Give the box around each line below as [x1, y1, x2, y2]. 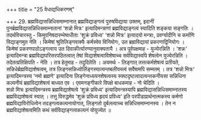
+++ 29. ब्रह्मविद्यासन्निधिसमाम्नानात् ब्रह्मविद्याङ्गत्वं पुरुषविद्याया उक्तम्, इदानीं [6, 18, 154, 25]
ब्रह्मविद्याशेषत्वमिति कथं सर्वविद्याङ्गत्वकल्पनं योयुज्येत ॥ [6, 107, 111, 113]
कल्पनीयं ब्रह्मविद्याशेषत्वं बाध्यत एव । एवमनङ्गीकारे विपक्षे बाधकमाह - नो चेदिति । [6, 79, 160, 86]
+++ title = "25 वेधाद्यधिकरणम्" [6, 6, 75, 13]
